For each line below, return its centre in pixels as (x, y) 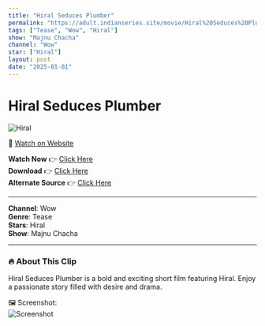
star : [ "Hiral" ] (35, 52)
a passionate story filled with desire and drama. (85, 287)
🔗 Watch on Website (41, 143)
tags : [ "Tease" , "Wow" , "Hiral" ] (63, 30)
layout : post (30, 60)
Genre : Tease (30, 216)
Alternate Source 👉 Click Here (60, 182)
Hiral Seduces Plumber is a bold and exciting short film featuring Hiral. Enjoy (132, 278)
